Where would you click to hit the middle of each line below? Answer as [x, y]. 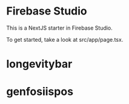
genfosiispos [40, 92]
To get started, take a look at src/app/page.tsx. [65, 39]
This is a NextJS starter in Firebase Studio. [60, 28]
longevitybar [39, 64]
